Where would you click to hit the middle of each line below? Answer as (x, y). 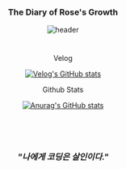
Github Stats (63, 90)
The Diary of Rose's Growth (63, 12)
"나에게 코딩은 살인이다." (63, 157)
